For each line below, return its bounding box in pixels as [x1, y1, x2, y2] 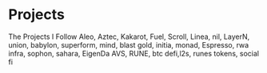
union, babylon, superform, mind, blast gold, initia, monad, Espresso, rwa [8, 40, 249, 49]
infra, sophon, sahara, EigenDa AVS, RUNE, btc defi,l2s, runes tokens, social [8, 48, 260, 58]
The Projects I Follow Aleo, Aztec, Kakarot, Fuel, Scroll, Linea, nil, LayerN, [8, 32, 250, 41]
